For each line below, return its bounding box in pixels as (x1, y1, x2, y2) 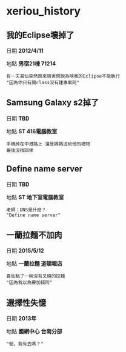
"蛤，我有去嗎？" (6, 341, 44, 347)
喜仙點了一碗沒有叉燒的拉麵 (6, 273, 65, 279)
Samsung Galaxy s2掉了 (6, 98, 99, 108)
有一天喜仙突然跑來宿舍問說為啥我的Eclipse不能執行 (6, 73, 120, 79)
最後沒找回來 (6, 147, 34, 153)
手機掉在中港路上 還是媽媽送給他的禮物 (6, 141, 91, 147)
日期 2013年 (6, 315, 37, 322)
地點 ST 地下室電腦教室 (6, 193, 64, 201)
